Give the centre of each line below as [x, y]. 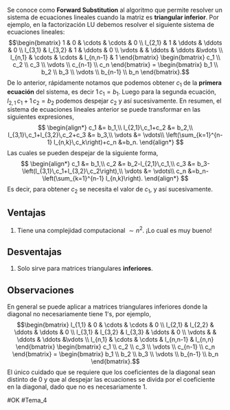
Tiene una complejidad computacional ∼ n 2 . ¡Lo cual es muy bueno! [114, 230]
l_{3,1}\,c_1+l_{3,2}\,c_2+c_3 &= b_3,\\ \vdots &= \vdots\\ [86, 135]
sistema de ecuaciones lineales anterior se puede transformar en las [104, 110]
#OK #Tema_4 [27, 400]
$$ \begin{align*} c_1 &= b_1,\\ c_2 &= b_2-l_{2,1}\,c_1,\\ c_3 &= [108, 164]
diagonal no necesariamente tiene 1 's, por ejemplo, [79, 314]
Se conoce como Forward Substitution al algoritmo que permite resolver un [115, 10]
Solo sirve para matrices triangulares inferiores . [85, 269]
